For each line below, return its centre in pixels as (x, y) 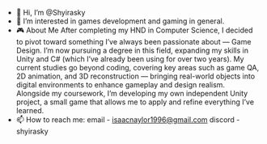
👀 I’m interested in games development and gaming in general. (120, 21)
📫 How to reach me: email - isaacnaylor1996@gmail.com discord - (128, 120)
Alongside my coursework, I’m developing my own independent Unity (132, 93)
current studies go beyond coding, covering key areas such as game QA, (138, 68)
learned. (30, 110)
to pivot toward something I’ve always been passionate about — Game (133, 42)
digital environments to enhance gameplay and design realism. (120, 85)
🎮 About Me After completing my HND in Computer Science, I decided (134, 30)
